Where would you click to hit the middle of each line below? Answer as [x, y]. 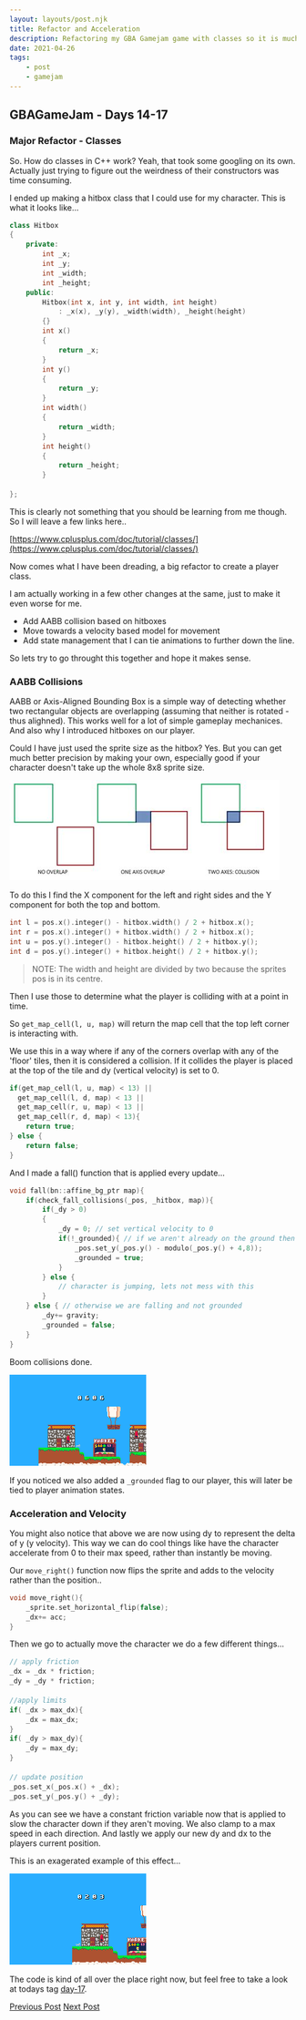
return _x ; [79, 350]
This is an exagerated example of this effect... [95, 1861]
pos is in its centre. [67, 979]
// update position [46, 1777]
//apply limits [38, 1700]
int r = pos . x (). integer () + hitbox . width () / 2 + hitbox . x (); [132, 933]
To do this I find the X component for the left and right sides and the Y [140, 895]
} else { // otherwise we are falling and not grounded [134, 1306]
